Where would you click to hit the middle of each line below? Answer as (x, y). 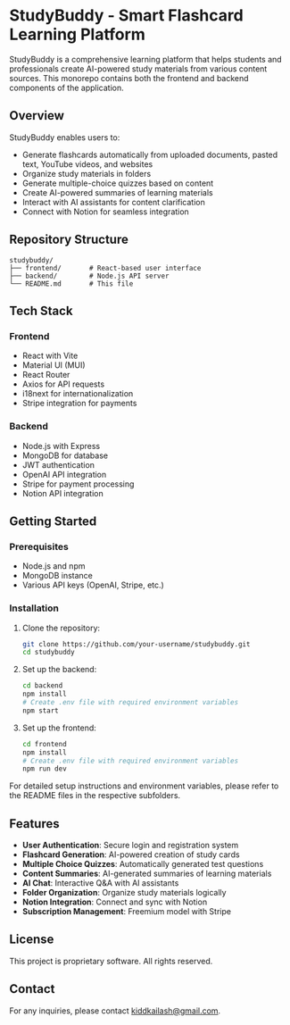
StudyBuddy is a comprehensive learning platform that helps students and (146, 59)
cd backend (42, 686)
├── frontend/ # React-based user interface (105, 268)
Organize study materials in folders (87, 173)
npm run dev (44, 769)
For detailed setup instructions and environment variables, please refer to (144, 786)
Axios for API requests (63, 384)
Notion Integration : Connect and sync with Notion (115, 902)
